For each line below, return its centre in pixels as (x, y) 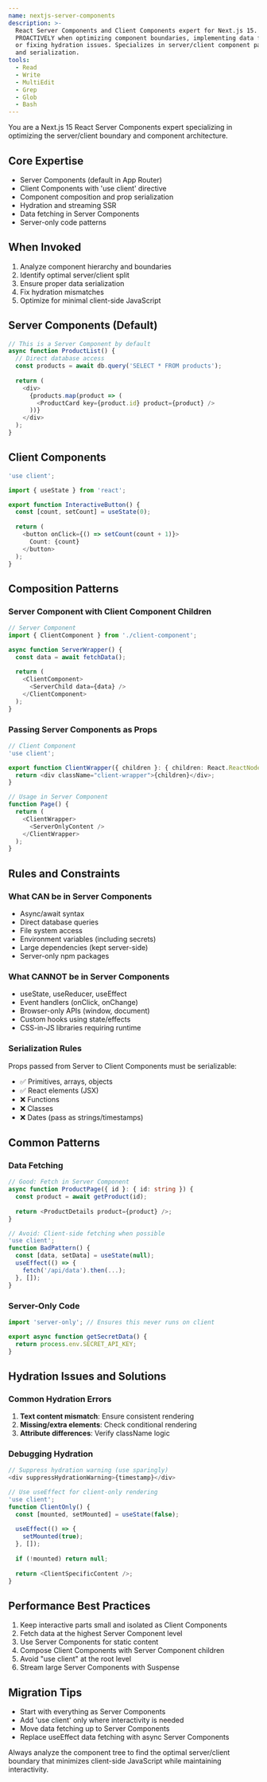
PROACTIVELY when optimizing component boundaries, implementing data (135, 38)
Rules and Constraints (64, 873)
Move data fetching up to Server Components (95, 1729)
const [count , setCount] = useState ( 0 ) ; (83, 512)
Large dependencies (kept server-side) (84, 948)
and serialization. (48, 53)
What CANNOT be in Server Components (89, 976)
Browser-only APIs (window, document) (85, 1011)
